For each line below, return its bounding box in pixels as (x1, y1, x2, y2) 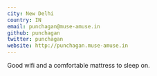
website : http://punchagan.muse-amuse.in (7, 42, 129, 49)
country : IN (7, 17, 41, 23)
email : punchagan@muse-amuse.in (7, 23, 100, 30)
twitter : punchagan (7, 36, 64, 43)
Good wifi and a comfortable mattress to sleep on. (7, 61, 150, 69)
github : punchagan (7, 29, 60, 37)
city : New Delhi (7, 10, 54, 17)
